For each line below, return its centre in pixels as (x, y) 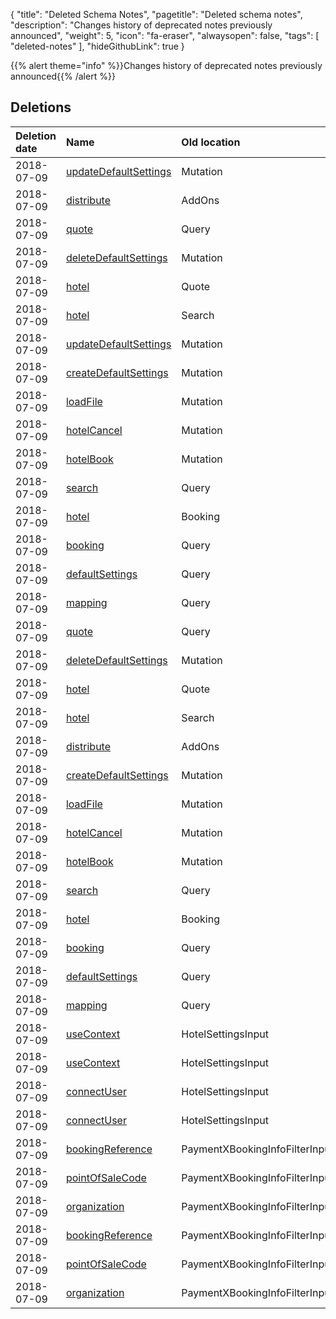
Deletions (41, 107)
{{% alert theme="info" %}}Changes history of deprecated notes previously (166, 65)
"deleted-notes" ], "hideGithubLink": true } (97, 46)
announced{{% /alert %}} (63, 76)
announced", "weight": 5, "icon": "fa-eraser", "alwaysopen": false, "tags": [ (165, 35)
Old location (211, 142)
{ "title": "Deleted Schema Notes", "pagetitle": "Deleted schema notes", (156, 14)
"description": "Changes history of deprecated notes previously (141, 25)
